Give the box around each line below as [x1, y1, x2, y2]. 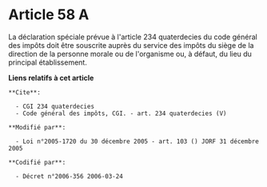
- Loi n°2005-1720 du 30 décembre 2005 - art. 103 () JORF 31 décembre [15, 137, 260, 145]
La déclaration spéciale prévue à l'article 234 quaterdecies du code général [8, 32, 257, 42]
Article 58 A [8, 6, 90, 24]
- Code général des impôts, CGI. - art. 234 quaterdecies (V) [15, 109, 227, 117]
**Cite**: [8, 88, 42, 97]
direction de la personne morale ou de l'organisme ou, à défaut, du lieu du [8, 49, 252, 58]
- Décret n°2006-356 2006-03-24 [15, 172, 124, 181]
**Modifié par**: [8, 123, 66, 131]
